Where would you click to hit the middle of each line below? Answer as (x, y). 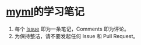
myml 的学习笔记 (45, 12)
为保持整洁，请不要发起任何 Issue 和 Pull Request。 (76, 36)
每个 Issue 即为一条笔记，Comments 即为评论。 (72, 29)
